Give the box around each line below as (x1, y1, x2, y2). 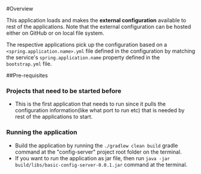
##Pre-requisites (6, 72, 48, 79)
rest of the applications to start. (14, 113, 93, 121)
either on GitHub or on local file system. (6, 29, 104, 37)
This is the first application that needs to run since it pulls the (14, 100, 166, 107)
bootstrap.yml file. (6, 60, 52, 67)
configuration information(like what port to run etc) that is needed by (14, 107, 185, 114)
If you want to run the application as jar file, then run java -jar (14, 154, 170, 161)
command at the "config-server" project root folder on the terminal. (14, 148, 182, 155)
